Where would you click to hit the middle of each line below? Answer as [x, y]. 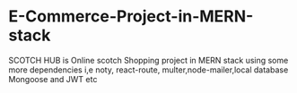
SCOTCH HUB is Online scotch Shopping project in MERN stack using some [148, 60]
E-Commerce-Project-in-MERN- [131, 17]
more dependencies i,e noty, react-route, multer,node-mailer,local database [148, 70]
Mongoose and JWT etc [53, 79]
